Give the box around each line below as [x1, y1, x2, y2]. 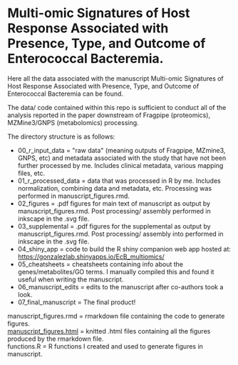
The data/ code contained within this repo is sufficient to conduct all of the [7, 103, 227, 111]
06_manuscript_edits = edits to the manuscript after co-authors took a [17, 282, 224, 291]
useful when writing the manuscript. [17, 275, 124, 284]
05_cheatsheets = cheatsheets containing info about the [17, 259, 184, 269]
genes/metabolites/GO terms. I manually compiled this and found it [17, 267, 214, 276]
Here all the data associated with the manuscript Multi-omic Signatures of [7, 74, 224, 83]
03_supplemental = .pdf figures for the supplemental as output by [17, 221, 212, 230]
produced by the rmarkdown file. [7, 334, 104, 343]
